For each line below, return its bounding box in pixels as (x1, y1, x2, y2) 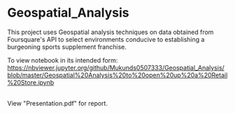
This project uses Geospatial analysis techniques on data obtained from (7, 28, 214, 36)
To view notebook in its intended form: (7, 56, 118, 64)
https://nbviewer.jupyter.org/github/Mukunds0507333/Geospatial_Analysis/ (7, 63, 225, 72)
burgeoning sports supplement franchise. (7, 42, 127, 51)
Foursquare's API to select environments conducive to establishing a (7, 35, 205, 43)
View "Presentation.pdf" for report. (7, 99, 108, 107)
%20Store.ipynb (7, 78, 55, 86)
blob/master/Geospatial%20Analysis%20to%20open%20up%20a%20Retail (7, 71, 228, 79)
